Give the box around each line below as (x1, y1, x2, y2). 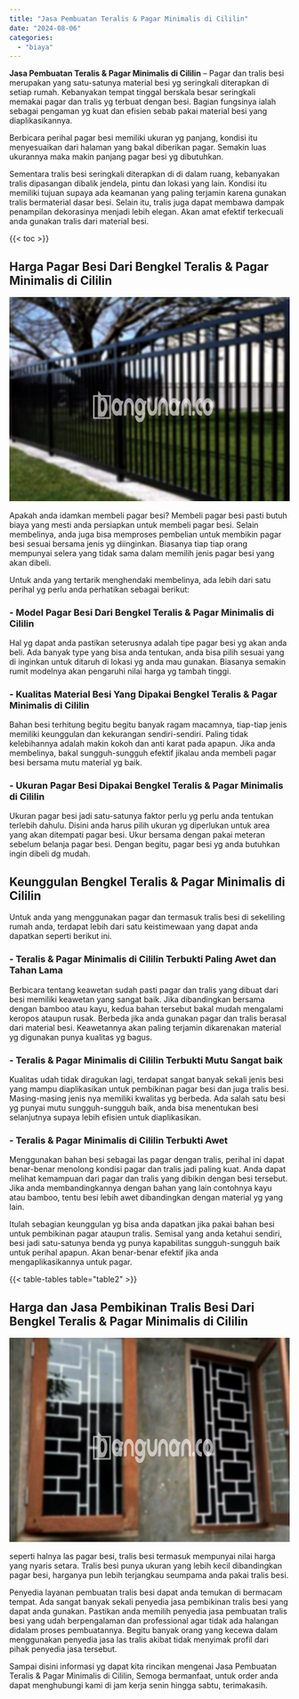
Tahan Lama (9, 964, 64, 976)
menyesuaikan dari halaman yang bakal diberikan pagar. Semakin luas (9, 142, 267, 153)
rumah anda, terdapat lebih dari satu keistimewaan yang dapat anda (9, 921, 258, 932)
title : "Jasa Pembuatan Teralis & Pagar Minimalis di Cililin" (9, 14, 249, 23)
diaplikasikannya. (9, 116, 73, 126)
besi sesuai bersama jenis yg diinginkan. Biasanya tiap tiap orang (9, 538, 247, 549)
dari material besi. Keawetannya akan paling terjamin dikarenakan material (9, 1022, 282, 1032)
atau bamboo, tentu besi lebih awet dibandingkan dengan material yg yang (9, 1193, 283, 1203)
